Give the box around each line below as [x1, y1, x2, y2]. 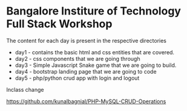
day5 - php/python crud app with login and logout [15, 74, 140, 81]
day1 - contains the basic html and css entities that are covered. [15, 48, 174, 55]
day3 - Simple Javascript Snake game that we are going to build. [15, 62, 177, 69]
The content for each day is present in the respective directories [6, 37, 166, 44]
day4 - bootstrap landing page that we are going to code [15, 68, 157, 75]
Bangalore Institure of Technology [6, 4, 182, 18]
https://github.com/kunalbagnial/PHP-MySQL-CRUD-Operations [6, 98, 166, 105]
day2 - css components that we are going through [15, 55, 140, 62]
